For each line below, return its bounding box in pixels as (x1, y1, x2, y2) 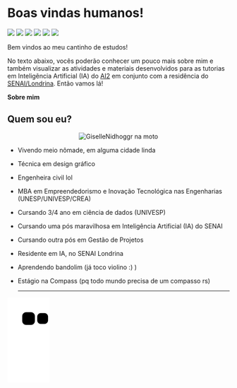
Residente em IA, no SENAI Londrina (17, 249, 123, 257)
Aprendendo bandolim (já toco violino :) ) (17, 263, 138, 271)
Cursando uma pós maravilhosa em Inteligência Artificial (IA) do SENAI (17, 221, 224, 230)
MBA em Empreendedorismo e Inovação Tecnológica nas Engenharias (17, 187, 222, 195)
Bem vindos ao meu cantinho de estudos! (7, 42, 128, 51)
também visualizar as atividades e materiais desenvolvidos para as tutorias (7, 64, 225, 72)
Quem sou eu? (7, 113, 73, 125)
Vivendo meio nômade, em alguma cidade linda (17, 146, 156, 154)
